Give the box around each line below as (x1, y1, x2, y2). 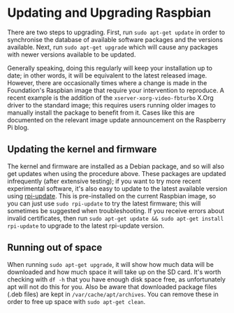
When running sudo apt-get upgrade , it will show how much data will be (7, 260, 214, 268)
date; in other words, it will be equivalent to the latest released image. (7, 71, 207, 80)
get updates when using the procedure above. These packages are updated (7, 169, 226, 177)
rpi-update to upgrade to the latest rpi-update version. (7, 221, 165, 230)
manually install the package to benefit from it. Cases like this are (7, 108, 195, 117)
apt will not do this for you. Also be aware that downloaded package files (7, 282, 217, 291)
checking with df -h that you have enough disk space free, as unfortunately (7, 275, 226, 284)
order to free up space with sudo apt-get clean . (7, 297, 146, 305)
